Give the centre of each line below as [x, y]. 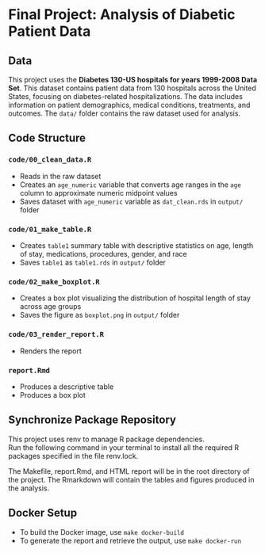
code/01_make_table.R [50, 229]
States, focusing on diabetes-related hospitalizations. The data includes [126, 96]
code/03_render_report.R [56, 335]
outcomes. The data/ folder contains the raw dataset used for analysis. [124, 113]
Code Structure [47, 138]
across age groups [50, 307]
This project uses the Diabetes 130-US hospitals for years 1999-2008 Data [133, 80]
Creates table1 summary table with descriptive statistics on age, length [136, 245]
